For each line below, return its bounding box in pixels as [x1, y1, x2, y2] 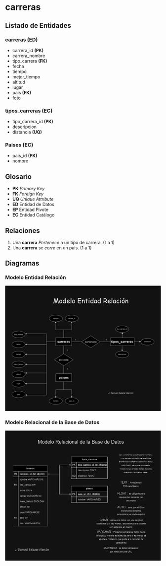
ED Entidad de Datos [12, 202, 54, 208]
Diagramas [5, 259, 40, 268]
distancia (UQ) [12, 129, 42, 135]
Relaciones [5, 226, 41, 235]
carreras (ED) [5, 36, 38, 43]
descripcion [12, 124, 37, 130]
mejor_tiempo [12, 73, 41, 79]
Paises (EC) [5, 141, 34, 148]
